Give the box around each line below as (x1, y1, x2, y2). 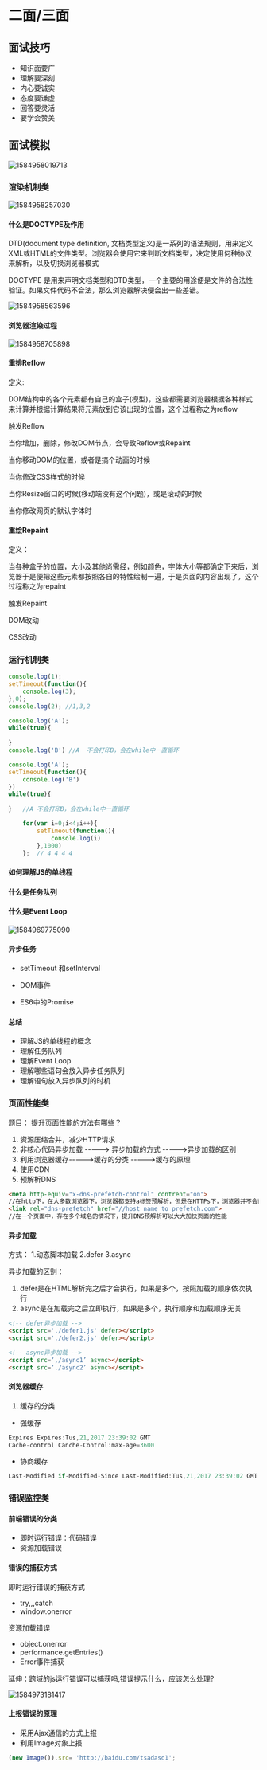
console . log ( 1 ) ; (8, 673, 62, 681)
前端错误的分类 (8, 1514, 57, 1523)
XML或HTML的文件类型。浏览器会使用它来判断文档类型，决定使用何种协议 (8, 249, 253, 258)
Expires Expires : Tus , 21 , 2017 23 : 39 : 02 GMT (8, 1434, 151, 1442)
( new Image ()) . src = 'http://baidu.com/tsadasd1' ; (8, 1753, 176, 1762)
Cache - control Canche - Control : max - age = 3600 (8, 1441, 155, 1449)
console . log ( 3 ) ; (22, 687, 77, 695)
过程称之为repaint (8, 582, 67, 591)
